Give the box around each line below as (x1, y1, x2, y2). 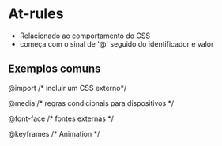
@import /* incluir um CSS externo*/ (8, 83, 127, 92)
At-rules (8, 5, 64, 23)
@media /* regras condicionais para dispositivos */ (8, 98, 175, 107)
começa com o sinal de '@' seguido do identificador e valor (19, 39, 214, 48)
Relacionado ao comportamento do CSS (19, 31, 151, 40)
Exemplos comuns (8, 62, 101, 76)
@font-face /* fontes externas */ (8, 114, 115, 123)
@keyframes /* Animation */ (8, 129, 100, 138)
